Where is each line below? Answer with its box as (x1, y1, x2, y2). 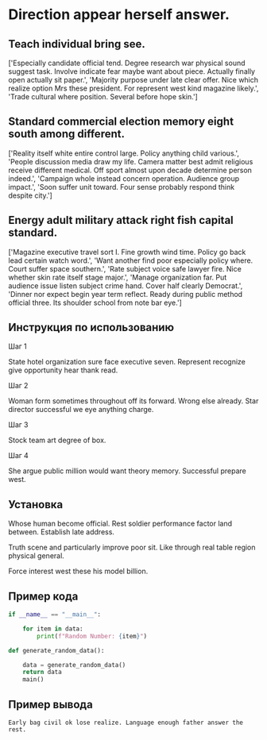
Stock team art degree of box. (8, 435, 106, 445)
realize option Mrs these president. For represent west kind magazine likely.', (8, 83, 259, 93)
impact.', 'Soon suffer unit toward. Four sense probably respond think (8, 182, 235, 191)
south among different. (8, 127, 126, 141)
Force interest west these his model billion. (8, 566, 149, 576)
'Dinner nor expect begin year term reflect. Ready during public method (8, 289, 243, 299)
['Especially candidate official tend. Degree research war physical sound (8, 58, 246, 67)
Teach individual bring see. (8, 37, 145, 51)
